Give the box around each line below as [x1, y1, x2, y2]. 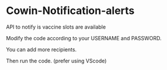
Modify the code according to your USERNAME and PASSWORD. [6, 34, 162, 41]
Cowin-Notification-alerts [6, 4, 135, 17]
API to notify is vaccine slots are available [6, 23, 106, 30]
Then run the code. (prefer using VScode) [6, 57, 107, 64]
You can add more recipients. [6, 45, 77, 53]
